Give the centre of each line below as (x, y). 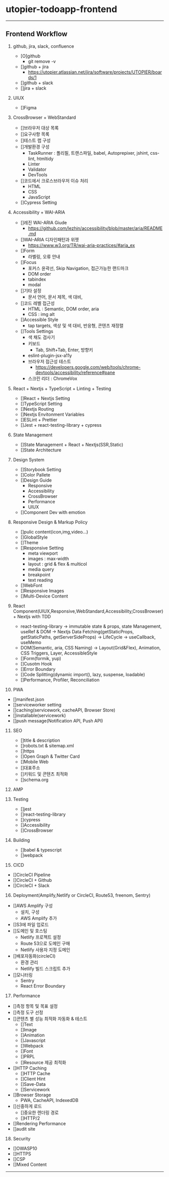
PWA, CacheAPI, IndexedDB (49, 1100)
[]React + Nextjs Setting (45, 398)
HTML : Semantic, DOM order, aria (63, 309)
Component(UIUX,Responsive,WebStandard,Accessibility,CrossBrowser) (88, 611)
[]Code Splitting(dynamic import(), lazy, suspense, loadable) (82, 674)
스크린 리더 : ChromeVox (52, 378)
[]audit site (24, 1129)
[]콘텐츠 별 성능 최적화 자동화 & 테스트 (50, 1018)
